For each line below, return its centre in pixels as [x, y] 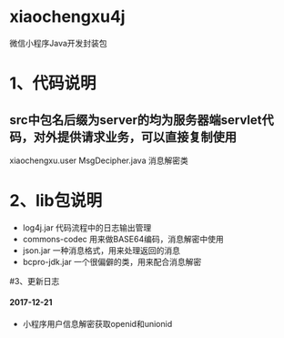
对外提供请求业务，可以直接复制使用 [135, 137]
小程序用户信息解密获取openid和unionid [97, 324]
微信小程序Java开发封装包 [58, 43]
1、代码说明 [53, 83]
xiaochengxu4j [67, 17]
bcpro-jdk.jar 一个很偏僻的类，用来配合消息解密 [112, 261]
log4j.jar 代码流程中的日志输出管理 [87, 227]
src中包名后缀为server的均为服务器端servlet [136, 120]
